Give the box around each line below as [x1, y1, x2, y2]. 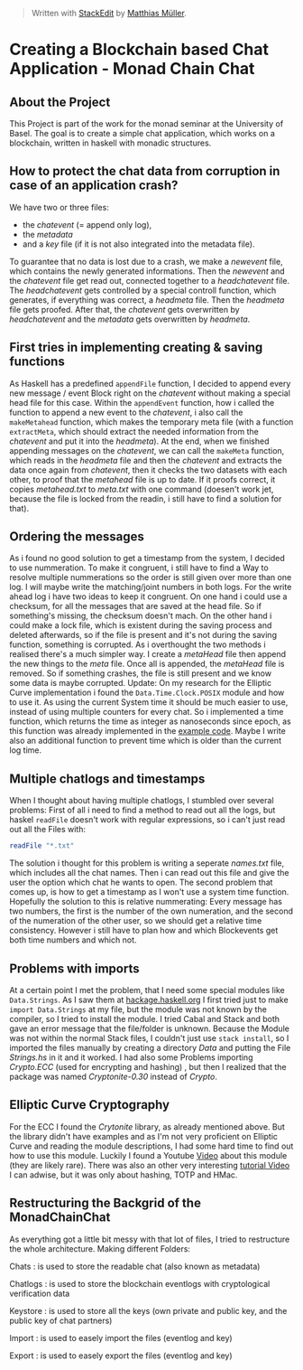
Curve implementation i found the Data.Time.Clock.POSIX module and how [9, 687, 285, 699]
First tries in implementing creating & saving [9, 340, 263, 355]
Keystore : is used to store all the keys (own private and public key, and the [9, 1305, 288, 1316]
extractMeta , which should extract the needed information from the [9, 426, 259, 436]
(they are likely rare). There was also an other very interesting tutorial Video [9, 1159, 290, 1170]
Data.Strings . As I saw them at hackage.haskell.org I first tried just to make [9, 994, 289, 1005]
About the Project [9, 94, 111, 109]
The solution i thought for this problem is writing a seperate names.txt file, [9, 858, 285, 868]
